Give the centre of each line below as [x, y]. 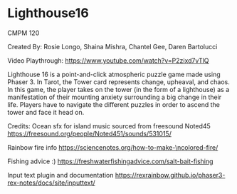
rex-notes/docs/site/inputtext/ [52, 183]
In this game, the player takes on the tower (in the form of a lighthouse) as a [118, 89]
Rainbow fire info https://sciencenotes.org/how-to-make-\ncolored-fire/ [113, 147]
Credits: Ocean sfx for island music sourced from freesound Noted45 [109, 126]
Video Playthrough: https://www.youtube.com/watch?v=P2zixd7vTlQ [108, 60]
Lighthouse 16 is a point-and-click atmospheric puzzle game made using [114, 74]
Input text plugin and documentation [60, 175]
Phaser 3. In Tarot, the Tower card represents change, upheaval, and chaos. [118, 82]
